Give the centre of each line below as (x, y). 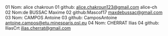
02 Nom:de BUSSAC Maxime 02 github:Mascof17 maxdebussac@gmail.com (84, 12)
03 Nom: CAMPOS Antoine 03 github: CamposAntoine (61, 18)
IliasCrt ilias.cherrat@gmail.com (38, 28)
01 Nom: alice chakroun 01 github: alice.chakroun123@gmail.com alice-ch (81, 7)
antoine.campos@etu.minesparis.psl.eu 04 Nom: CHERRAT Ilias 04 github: (82, 23)
